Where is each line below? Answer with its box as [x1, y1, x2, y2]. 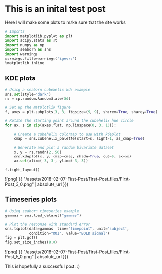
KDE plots [5, 74, 36, 82]
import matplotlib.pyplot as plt [5, 33, 73, 39]
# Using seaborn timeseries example [5, 208, 79, 213]
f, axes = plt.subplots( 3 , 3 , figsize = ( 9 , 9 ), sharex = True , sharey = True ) [5, 110, 158, 115]
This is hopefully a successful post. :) [5, 263, 80, 269]
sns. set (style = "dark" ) [5, 92, 51, 97]
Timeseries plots [5, 196, 57, 204]
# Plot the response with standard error [5, 222, 90, 227]
